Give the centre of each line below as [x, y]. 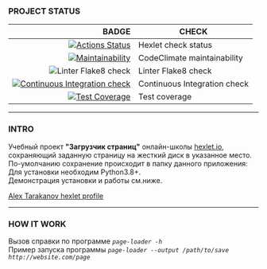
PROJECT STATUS [44, 11]
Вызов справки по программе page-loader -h [85, 241]
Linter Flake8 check [175, 71]
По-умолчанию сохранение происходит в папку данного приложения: [128, 163]
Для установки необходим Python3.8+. [75, 172]
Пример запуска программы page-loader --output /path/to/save [118, 249]
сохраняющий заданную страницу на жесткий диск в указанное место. [130, 155]
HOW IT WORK [37, 224]
